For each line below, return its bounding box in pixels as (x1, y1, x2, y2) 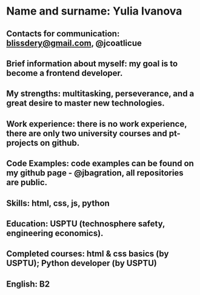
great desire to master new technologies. (6, 98, 165, 109)
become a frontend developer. (6, 68, 123, 78)
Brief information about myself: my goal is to (6, 58, 178, 69)
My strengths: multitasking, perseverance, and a (6, 89, 195, 99)
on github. (39, 138, 80, 148)
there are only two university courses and (6, 128, 168, 138)
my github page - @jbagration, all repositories (6, 168, 184, 178)
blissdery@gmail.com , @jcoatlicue (6, 38, 142, 48)
